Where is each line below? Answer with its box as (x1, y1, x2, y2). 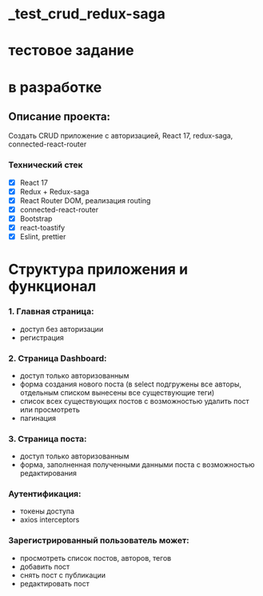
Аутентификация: (8, 489, 82, 500)
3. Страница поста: (8, 433, 87, 444)
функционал (8, 278, 97, 296)
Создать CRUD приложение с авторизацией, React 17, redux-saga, (8, 131, 233, 141)
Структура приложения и (8, 261, 189, 278)
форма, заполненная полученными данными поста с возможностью (19, 460, 255, 470)
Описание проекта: (8, 110, 110, 123)
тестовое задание (8, 42, 134, 60)
